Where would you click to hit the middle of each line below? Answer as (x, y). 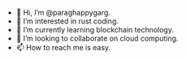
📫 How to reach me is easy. (63, 47)
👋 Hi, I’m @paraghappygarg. (63, 13)
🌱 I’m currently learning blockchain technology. (95, 30)
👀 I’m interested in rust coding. (67, 21)
